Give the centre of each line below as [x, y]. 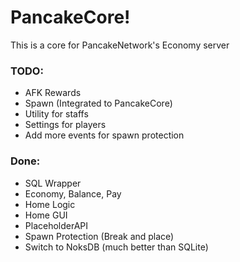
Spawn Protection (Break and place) [99, 236]
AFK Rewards [53, 93]
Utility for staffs [56, 114]
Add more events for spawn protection [104, 135]
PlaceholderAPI [56, 225]
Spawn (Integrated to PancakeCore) [98, 103]
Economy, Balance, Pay [73, 193]
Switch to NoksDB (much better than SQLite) [116, 247]
